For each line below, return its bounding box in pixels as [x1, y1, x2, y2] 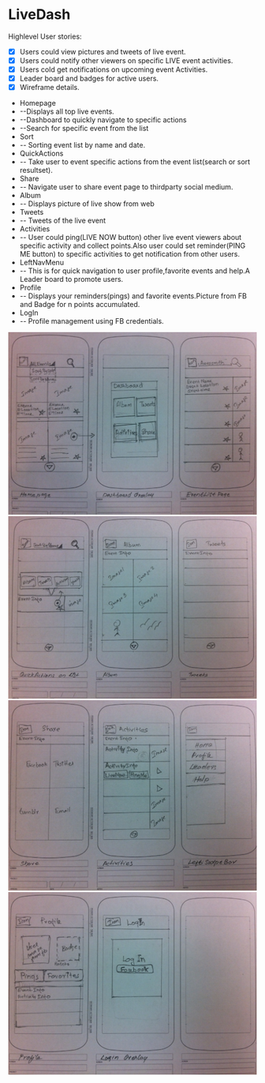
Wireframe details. [19, 83, 80, 92]
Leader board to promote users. [19, 275, 124, 284]
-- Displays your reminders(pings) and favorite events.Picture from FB [19, 291, 247, 301]
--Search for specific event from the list [19, 124, 149, 133]
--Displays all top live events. [19, 107, 114, 116]
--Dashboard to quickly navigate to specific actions [19, 115, 187, 125]
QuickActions [19, 148, 64, 159]
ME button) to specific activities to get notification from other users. [19, 249, 241, 259]
